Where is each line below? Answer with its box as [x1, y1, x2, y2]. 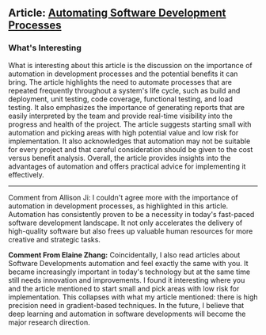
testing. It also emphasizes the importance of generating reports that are [8, 102, 245, 112]
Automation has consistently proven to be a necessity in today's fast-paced [8, 209, 255, 219]
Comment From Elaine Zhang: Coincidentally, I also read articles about [8, 249, 241, 260]
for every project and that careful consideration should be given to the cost [8, 144, 253, 154]
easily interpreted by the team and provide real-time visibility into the [8, 111, 234, 120]
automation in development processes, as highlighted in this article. [8, 201, 229, 211]
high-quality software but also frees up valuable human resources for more [8, 226, 253, 236]
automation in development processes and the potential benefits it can [8, 69, 238, 78]
